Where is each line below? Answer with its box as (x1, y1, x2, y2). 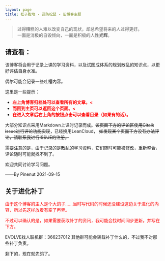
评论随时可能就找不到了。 (5, 151, 57, 157)
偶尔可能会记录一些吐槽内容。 (5, 78, 65, 84)
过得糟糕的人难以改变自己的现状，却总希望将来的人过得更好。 (17, 26, 142, 32)
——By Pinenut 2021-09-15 (5, 171, 60, 177)
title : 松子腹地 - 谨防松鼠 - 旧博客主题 (5, 12, 82, 17)
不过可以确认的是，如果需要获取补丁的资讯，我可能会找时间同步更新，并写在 (5, 218, 160, 224)
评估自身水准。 (9, 68, 40, 74)
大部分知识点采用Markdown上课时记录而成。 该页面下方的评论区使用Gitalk (5, 122, 155, 128)
